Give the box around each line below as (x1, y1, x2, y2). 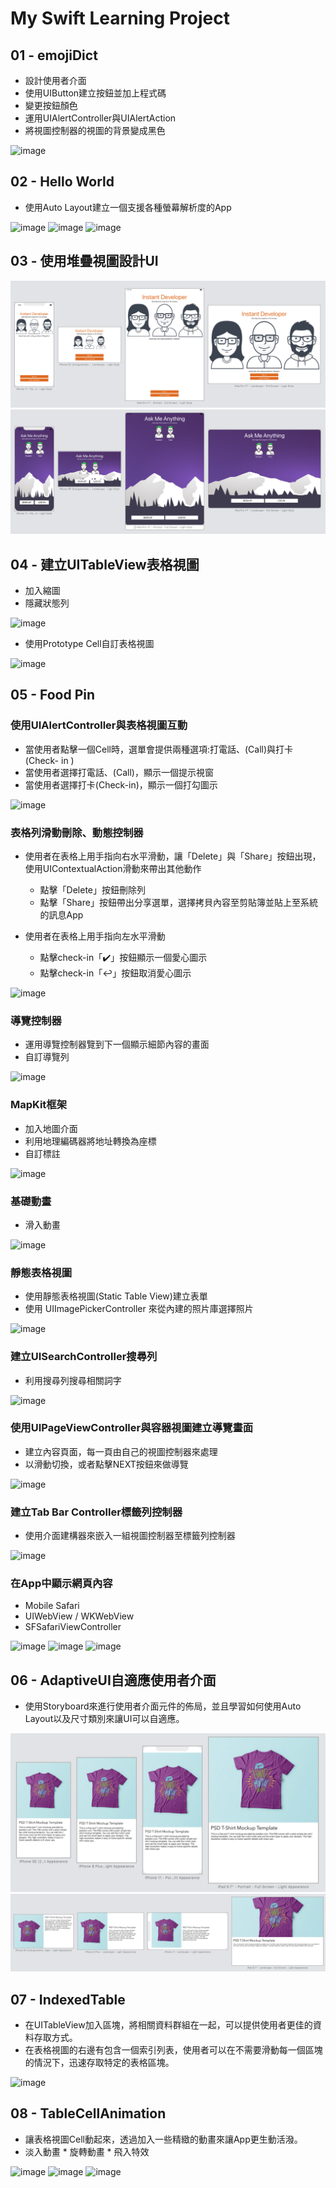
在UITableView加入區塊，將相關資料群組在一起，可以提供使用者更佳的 (24, 2019, 313, 2031)
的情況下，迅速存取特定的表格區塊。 (24, 2057, 175, 2069)
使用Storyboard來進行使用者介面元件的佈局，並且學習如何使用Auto (24, 1700, 302, 1712)
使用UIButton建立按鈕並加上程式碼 (24, 87, 167, 99)
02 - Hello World (10, 173, 115, 191)
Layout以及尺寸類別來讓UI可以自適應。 (24, 1713, 185, 1725)
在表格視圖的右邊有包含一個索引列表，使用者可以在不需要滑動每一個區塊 (24, 2044, 323, 2056)
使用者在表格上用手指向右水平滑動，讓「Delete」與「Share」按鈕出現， (24, 850, 322, 862)
